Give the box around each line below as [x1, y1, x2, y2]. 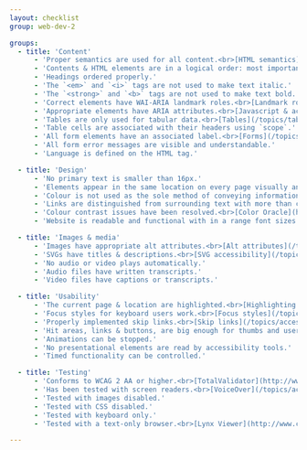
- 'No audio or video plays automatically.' [33, 258, 206, 268]
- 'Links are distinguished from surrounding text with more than [33, 199, 292, 209]
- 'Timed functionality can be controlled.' [33, 351, 206, 361]
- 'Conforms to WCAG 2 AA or [33, 377, 145, 386]
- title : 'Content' [17, 47, 92, 56]
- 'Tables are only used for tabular [33, 115, 178, 124]
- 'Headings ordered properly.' [33, 72, 157, 82]
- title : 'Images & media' [17, 233, 121, 242]
